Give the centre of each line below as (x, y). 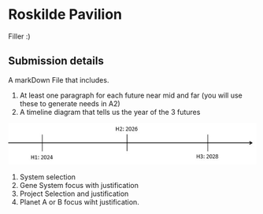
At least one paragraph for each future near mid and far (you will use (131, 95)
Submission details (56, 61)
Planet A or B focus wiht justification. (79, 202)
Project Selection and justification (74, 194)
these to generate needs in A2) (70, 103)
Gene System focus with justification (79, 186)
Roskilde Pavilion (65, 15)
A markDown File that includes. (59, 79)
